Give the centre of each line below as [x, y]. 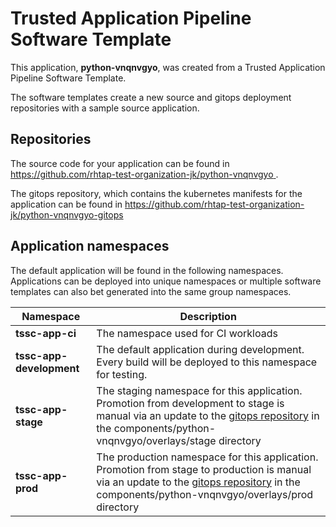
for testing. [122, 374]
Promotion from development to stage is [190, 403]
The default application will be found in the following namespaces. [147, 270]
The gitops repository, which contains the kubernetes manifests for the [156, 193]
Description [208, 316]
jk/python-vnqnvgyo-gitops [67, 214]
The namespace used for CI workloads [187, 333]
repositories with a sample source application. [105, 108]
